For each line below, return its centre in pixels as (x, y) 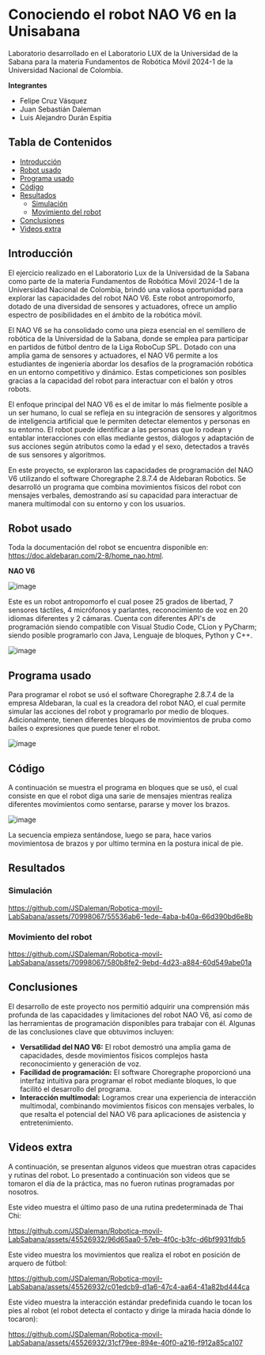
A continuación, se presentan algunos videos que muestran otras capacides (132, 1166)
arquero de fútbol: (38, 1262)
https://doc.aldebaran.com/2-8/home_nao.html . (86, 556)
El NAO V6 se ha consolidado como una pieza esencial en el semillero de (127, 330)
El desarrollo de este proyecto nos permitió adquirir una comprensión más (129, 1006)
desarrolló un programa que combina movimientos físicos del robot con (125, 486)
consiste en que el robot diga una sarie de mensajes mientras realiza (120, 796)
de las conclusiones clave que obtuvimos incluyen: (91, 1031)
